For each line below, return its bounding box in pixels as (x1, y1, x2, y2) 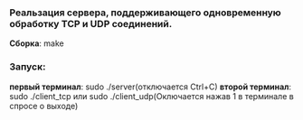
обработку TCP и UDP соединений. (9, 17, 173, 30)
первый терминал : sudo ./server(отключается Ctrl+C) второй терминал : (9, 81, 292, 92)
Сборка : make (9, 38, 65, 49)
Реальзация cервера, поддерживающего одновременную (9, 6, 282, 19)
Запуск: (9, 60, 46, 73)
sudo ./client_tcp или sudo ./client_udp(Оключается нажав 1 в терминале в (9, 90, 294, 101)
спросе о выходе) (9, 100, 79, 111)
